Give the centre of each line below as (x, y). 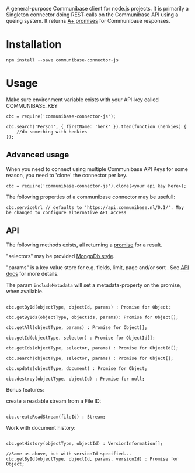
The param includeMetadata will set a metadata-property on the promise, (94, 285)
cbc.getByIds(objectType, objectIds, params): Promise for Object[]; (93, 317)
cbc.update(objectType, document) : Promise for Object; (77, 368)
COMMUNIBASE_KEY (32, 105)
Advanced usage (38, 155)
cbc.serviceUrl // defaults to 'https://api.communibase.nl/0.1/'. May (95, 207)
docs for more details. (32, 273)
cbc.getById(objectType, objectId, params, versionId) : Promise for (93, 459)
